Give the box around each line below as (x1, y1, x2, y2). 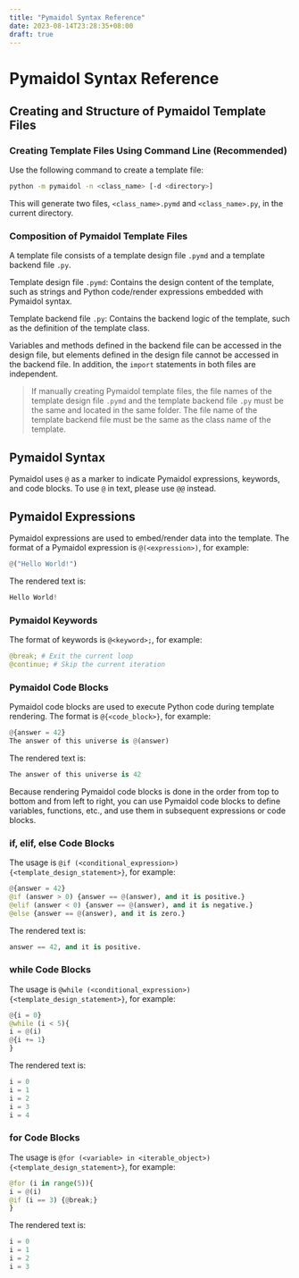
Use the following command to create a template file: (9, 164, 203, 175)
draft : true (9, 29, 54, 38)
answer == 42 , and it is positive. (9, 942, 142, 952)
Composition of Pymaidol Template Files (9, 230, 188, 242)
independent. (9, 368, 59, 380)
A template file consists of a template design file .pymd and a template (9, 250, 265, 261)
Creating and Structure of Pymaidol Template (9, 104, 266, 119)
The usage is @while (9, 984, 83, 995)
